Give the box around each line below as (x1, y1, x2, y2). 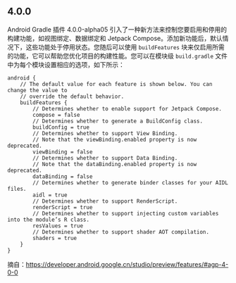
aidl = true (32, 191, 68, 199)
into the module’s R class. (7, 216, 90, 223)
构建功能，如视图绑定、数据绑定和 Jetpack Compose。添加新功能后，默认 (7, 34, 223, 42)
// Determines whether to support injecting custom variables (32, 210, 219, 217)
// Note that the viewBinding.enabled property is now (32, 136, 197, 143)
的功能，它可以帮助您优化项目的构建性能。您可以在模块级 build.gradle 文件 (7, 51, 228, 60)
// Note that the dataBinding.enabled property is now (32, 161, 197, 168)
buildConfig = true (32, 123, 90, 131)
